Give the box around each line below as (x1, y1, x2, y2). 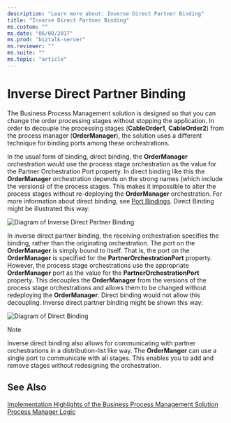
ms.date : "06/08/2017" (7, 29, 73, 37)
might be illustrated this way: (7, 204, 90, 213)
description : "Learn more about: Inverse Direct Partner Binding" (7, 10, 204, 17)
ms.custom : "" (7, 23, 49, 30)
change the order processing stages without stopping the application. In (7, 116, 215, 124)
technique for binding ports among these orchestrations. (7, 138, 170, 147)
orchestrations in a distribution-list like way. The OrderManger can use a (7, 346, 217, 354)
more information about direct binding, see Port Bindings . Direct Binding (7, 196, 214, 205)
